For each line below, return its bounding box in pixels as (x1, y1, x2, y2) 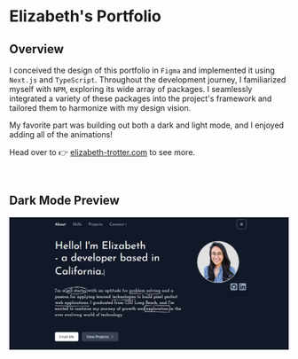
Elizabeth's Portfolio (9, 6, 161, 27)
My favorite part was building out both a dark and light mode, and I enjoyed (9, 120, 285, 130)
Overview (9, 42, 65, 57)
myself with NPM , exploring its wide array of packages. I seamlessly (9, 84, 253, 94)
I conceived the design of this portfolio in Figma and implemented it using (9, 65, 275, 75)
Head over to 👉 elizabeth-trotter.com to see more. (9, 147, 196, 157)
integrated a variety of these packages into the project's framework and (9, 93, 272, 104)
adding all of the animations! (9, 129, 113, 139)
